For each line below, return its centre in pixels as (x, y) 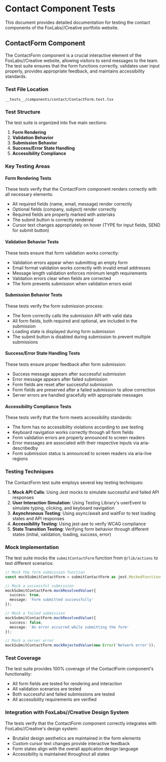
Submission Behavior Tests (34, 295)
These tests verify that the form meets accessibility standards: (69, 417)
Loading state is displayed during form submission (63, 331)
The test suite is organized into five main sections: (56, 123)
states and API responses (38, 518)
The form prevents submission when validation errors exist (72, 283)
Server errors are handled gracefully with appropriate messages (78, 395)
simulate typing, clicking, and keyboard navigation (63, 508)
